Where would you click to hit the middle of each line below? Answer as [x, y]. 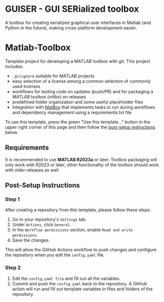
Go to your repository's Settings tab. [49, 220]
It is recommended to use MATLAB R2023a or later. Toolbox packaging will [81, 159]
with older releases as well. [33, 170]
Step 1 [12, 199]
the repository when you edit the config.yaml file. [55, 255]
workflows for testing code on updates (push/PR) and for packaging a [82, 91]
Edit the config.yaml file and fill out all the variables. [66, 278]
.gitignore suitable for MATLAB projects [53, 76]
